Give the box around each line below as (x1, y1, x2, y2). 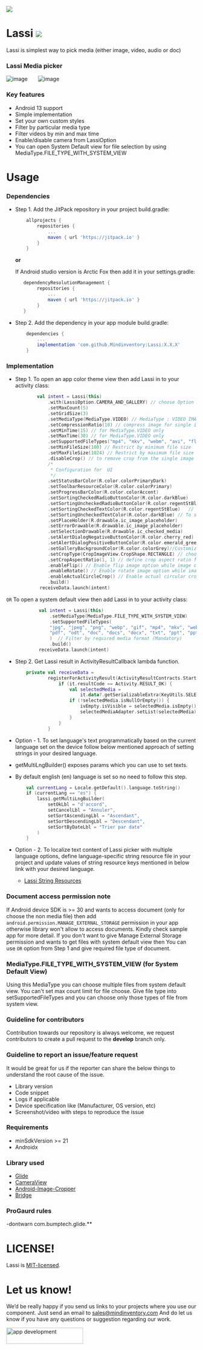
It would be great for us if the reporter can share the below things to (6, 1065, 175, 1072)
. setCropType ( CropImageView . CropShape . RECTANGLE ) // (47, 551, 183, 557)
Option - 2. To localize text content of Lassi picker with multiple (14, 846, 173, 853)
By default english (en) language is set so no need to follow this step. (14, 773, 187, 780)
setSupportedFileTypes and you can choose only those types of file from (6, 994, 188, 1001)
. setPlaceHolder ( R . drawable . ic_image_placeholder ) (47, 517, 178, 523)
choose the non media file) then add (6, 912, 97, 919)
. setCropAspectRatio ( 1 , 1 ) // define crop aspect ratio (47, 556, 192, 562)
